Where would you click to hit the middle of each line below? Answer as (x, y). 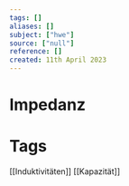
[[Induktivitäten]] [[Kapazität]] (65, 171)
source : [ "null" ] (42, 43)
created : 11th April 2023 (58, 60)
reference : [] (36, 52)
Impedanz (48, 105)
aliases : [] (32, 26)
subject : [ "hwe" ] (42, 34)
